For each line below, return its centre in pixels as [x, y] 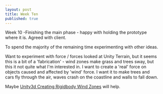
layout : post [18, 9]
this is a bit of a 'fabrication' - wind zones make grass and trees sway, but [80, 62]
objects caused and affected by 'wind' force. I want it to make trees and [78, 72]
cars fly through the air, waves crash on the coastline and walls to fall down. [81, 77]
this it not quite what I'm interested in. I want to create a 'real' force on [76, 67]
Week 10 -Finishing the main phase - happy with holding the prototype [76, 33]
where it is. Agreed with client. [36, 38]
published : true [22, 19]
